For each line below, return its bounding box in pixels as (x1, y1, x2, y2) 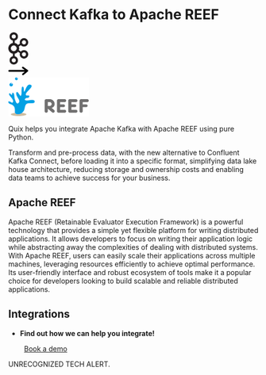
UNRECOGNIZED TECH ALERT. (8, 359, 110, 369)
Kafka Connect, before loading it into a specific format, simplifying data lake (8, 156, 257, 166)
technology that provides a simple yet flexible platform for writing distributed (8, 225, 259, 235)
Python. (8, 132, 34, 142)
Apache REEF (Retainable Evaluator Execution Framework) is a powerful (8, 216, 244, 227)
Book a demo (23, 343, 67, 354)
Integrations (8, 308, 70, 321)
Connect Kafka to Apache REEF (8, 6, 220, 24)
